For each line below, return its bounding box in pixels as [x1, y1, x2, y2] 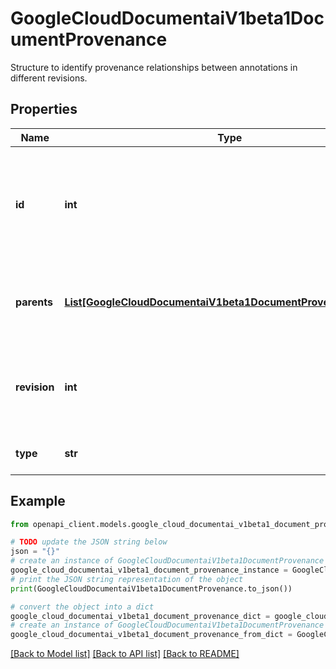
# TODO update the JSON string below [10, 537, 168, 547]
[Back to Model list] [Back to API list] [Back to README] [10, 648, 240, 660]
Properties [10, 101, 78, 118]
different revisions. [10, 72, 88, 84]
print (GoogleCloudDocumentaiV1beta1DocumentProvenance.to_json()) [10, 583, 293, 594]
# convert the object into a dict [10, 602, 155, 612]
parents [15, 295, 53, 309]
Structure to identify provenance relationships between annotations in [10, 61, 298, 73]
